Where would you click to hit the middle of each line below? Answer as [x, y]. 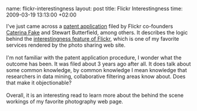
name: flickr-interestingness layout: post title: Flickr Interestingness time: [94, 9]
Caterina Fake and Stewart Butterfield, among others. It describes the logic [97, 32]
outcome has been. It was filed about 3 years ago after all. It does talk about [98, 64]
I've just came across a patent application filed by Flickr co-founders [90, 26]
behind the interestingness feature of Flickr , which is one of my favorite [93, 39]
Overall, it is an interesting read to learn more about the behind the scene [95, 95]
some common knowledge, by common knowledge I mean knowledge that [97, 70]
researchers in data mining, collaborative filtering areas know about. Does [96, 76]
